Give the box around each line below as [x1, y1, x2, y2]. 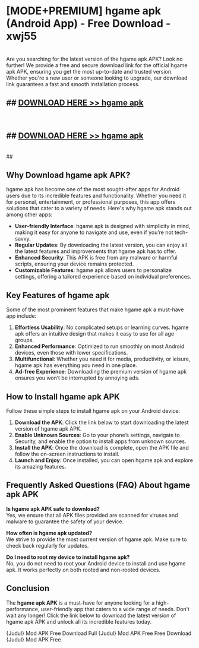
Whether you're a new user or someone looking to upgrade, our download [6, 74, 188, 81]
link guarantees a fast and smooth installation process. [6, 80, 140, 87]
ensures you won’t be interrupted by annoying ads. [14, 374, 140, 381]
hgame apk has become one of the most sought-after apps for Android [6, 186, 180, 193]
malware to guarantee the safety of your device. [6, 518, 124, 525]
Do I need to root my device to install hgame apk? [6, 554, 130, 561]
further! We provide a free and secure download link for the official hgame [6, 61, 188, 69]
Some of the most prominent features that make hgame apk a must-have [6, 306, 184, 313]
